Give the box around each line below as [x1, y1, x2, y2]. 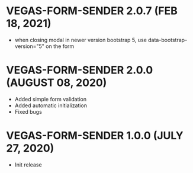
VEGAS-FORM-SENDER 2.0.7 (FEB [6, 4, 178, 18]
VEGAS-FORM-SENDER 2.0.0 [6, 63, 153, 77]
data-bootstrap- [147, 36, 188, 43]
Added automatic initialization [14, 102, 88, 109]
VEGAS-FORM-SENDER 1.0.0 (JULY [6, 129, 184, 143]
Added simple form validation [14, 95, 87, 102]
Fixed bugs [14, 108, 43, 115]
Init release [14, 161, 43, 168]
